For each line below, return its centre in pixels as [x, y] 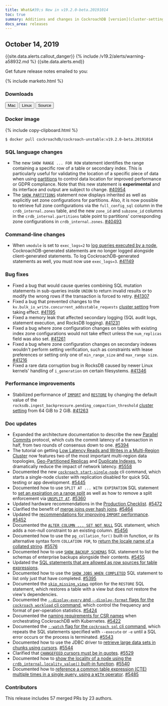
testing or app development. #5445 [49, 483]
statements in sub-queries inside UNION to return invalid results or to [82, 291]
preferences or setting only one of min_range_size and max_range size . [85, 355]
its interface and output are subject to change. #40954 [69, 189]
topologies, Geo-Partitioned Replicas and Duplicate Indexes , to [77, 461]
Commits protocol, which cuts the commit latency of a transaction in [83, 440]
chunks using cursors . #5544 [43, 648]
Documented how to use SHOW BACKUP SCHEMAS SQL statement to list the [85, 552]
